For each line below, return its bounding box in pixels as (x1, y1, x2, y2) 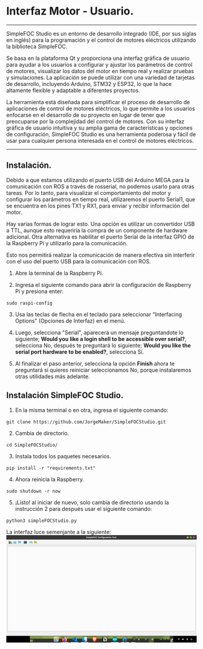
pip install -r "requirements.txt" (6, 465, 96, 471)
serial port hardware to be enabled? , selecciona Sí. (14, 348, 144, 355)
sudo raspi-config (6, 300, 53, 306)
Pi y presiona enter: (14, 288, 64, 295)
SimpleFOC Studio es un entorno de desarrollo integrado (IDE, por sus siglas (6, 30, 197, 37)
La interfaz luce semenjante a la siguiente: (6, 528, 112, 535)
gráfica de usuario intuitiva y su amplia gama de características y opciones (6, 124, 193, 131)
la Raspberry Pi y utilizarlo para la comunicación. (6, 239, 128, 246)
